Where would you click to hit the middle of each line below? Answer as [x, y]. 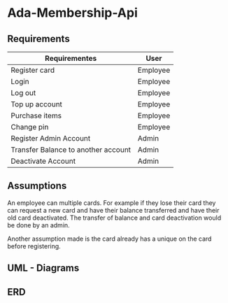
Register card [33, 70]
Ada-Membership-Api [72, 13]
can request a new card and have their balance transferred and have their [113, 210]
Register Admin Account [51, 138]
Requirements [38, 39]
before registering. [34, 246]
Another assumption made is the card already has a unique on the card [109, 239]
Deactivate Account [43, 161]
